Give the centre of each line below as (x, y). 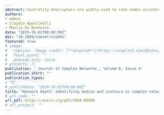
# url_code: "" (20, 96)
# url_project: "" (24, 105)
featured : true (20, 42)
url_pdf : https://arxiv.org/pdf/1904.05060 (50, 101)
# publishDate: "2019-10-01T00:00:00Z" (46, 87)
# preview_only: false (30, 60)
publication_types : (25, 78)
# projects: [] (20, 64)
